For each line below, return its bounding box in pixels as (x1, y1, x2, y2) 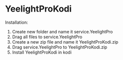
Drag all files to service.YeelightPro (12, 34, 83, 40)
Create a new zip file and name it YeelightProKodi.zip (12, 39, 119, 45)
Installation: (5, 19, 28, 25)
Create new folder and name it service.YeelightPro (12, 29, 113, 34)
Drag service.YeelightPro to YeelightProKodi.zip (12, 44, 107, 50)
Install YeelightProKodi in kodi (12, 49, 72, 55)
